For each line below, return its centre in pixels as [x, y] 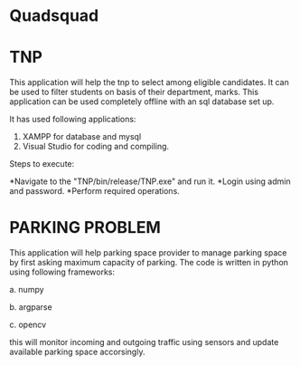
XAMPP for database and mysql [82, 137]
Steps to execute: [42, 164]
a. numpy [27, 290]
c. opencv [28, 325]
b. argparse [31, 307]
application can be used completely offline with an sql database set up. [142, 101]
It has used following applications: [73, 120]
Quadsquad [54, 16]
